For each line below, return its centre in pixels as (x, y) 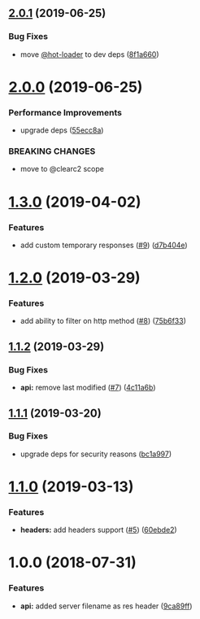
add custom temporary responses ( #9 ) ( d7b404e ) (104, 245)
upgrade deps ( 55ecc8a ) (62, 130)
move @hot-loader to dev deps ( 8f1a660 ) (90, 54)
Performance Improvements (65, 112)
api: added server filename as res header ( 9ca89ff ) (106, 606)
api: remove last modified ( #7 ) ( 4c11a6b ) (88, 388)
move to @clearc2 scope (62, 169)
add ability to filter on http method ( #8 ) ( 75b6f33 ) (103, 321)
